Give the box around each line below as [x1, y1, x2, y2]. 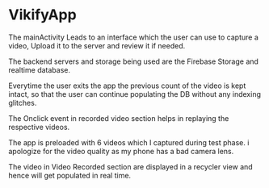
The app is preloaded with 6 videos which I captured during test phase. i [8, 137, 250, 147]
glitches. [8, 98, 37, 107]
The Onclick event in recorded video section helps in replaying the [8, 113, 229, 123]
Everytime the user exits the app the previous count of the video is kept [8, 81, 246, 90]
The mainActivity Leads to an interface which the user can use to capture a [8, 32, 258, 42]
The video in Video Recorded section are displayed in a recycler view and [8, 161, 253, 171]
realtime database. [8, 65, 71, 74]
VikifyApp [8, 6, 77, 24]
